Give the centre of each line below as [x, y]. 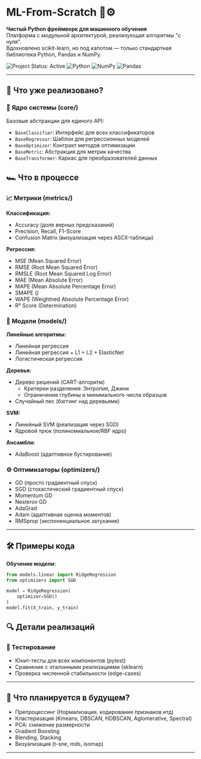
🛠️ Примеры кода [41, 546]
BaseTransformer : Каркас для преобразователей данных [86, 158]
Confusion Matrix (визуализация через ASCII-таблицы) [84, 238]
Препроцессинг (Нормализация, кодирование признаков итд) [94, 712]
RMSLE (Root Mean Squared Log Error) [63, 274]
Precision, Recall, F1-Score [48, 231]
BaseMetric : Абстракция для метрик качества [73, 151]
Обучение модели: [31, 563]
